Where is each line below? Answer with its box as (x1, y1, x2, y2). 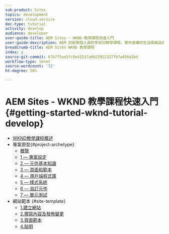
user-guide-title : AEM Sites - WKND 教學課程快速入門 (5, 36, 114, 41)
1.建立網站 (20, 204, 41, 210)
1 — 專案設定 (20, 154, 47, 160)
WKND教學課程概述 (12, 135, 53, 141)
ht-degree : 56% (5, 69, 37, 74)
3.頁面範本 (20, 217, 42, 223)
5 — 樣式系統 (20, 179, 48, 185)
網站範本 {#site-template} (12, 198, 66, 204)
